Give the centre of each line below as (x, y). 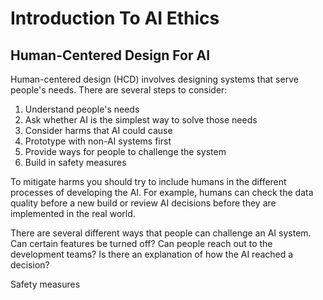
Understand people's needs (82, 109)
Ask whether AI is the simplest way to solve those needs (141, 120)
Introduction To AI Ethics (115, 18)
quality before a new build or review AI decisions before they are (143, 203)
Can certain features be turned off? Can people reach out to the (141, 243)
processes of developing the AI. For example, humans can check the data (162, 192)
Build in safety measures (75, 162)
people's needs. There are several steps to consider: (119, 90)
